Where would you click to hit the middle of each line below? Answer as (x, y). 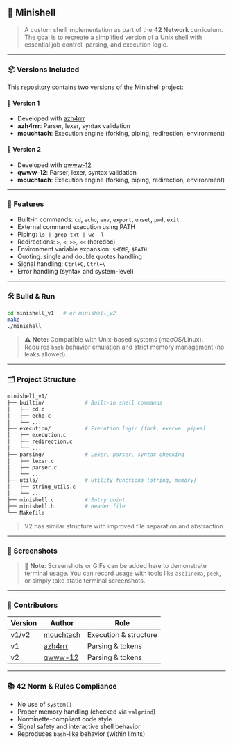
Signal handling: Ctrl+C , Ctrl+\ (61, 264)
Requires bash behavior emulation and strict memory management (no (124, 347)
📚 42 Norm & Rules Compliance (62, 687)
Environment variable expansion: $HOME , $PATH (82, 249)
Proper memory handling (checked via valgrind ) (86, 712)
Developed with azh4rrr (51, 118)
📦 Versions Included (43, 69)
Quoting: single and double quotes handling (79, 256)
